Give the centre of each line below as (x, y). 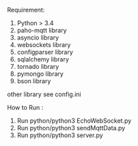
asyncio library (38, 38)
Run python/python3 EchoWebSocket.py (74, 121)
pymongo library (40, 74)
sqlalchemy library (43, 59)
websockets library (44, 45)
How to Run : (25, 107)
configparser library (45, 52)
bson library (34, 81)
